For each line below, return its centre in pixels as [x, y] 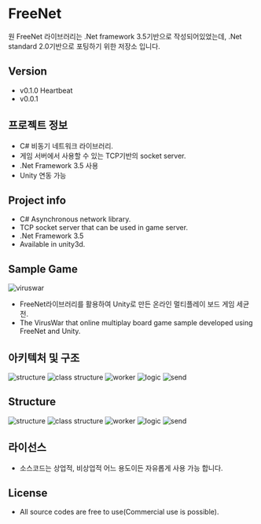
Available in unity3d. [52, 244]
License [28, 493]
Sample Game [43, 269]
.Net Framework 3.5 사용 [59, 165]
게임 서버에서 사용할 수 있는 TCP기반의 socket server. [103, 156]
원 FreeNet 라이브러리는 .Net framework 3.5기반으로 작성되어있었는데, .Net [125, 36]
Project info [37, 200]
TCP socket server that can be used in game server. [104, 228]
